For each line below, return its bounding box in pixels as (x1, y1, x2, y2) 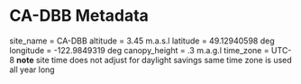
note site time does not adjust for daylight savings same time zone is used (16, 54, 293, 65)
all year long (9, 64, 56, 75)
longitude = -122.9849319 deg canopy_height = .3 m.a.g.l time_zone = (9, 44, 269, 55)
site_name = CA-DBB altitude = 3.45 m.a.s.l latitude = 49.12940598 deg (9, 35, 275, 46)
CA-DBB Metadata (9, 5, 149, 26)
